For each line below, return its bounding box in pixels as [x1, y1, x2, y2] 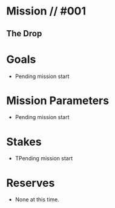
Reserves [6, 176, 55, 190]
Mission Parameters [6, 94, 110, 107]
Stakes [6, 135, 42, 149]
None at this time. [15, 196, 59, 203]
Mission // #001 [6, 4, 87, 18]
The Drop [6, 28, 42, 39]
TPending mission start [15, 155, 73, 162]
